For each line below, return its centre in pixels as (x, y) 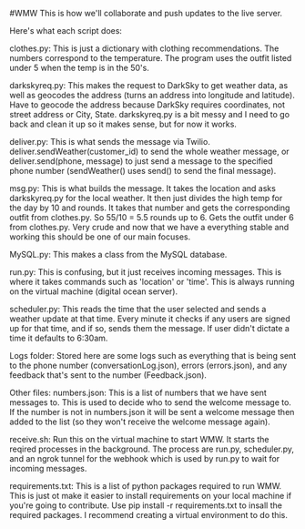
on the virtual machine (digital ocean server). (94, 291)
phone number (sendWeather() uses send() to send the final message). (143, 171)
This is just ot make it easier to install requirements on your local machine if (151, 496)
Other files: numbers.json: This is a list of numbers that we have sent (138, 392)
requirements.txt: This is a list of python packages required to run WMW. (146, 486)
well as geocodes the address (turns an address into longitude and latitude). (152, 95)
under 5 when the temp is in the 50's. (80, 68)
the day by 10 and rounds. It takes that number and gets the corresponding (150, 208)
